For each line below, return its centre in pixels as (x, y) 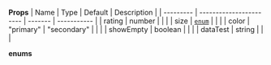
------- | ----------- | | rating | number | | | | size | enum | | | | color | (139, 21)
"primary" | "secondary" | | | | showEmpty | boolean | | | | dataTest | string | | (136, 29)
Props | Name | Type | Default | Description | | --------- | (103, 12)
